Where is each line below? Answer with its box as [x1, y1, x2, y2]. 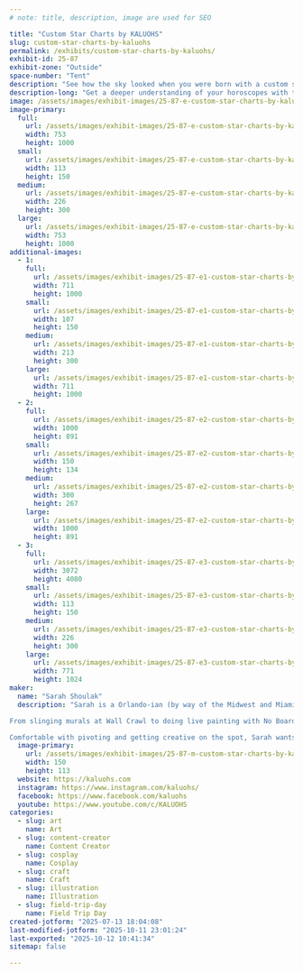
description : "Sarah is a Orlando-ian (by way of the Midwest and [17, 700, 272, 709]
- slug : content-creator [17, 833, 111, 842]
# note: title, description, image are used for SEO [9, 13, 212, 23]
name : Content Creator [25, 841, 111, 850]
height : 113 [25, 766, 70, 776]
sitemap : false [9, 942, 67, 951]
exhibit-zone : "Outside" [9, 63, 103, 72]
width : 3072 [32, 565, 78, 575]
